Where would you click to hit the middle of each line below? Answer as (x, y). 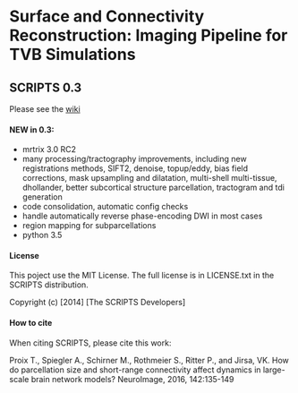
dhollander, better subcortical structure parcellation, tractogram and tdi (153, 188)
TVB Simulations (72, 55)
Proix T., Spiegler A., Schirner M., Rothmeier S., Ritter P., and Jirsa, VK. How (149, 360)
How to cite (31, 323)
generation (42, 197)
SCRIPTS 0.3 (46, 87)
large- (274, 370)
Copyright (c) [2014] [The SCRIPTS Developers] (98, 303)
